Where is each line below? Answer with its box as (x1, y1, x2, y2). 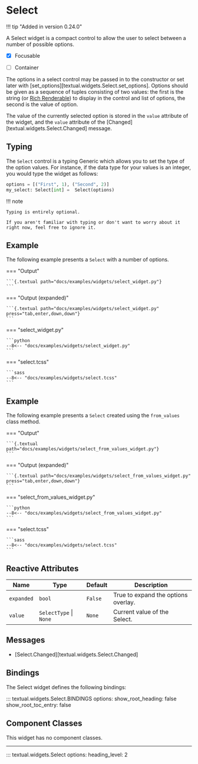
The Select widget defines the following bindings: (6, 683, 127, 690)
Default (86, 581, 108, 590)
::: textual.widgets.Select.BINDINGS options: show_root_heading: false (6, 695, 177, 702)
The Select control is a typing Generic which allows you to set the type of (6, 157, 184, 164)
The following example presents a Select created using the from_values (6, 412, 180, 419)
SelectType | (39, 608, 73, 617)
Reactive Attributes (6, 564, 79, 574)
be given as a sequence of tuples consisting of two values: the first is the (6, 88, 184, 95)
